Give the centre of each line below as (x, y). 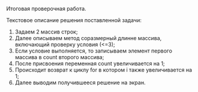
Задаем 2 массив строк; (46, 32)
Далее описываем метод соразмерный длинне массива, (88, 38)
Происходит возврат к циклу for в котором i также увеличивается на (103, 70)
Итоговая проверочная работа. (46, 9)
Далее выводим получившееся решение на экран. (80, 82)
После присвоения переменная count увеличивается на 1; (90, 63)
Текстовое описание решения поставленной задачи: (74, 20)
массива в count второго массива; (59, 57)
